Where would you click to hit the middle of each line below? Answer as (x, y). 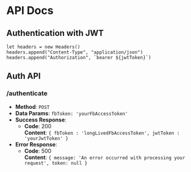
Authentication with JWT (55, 33)
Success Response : (41, 120)
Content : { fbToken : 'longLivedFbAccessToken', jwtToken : (102, 132)
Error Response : (36, 144)
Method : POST (32, 106)
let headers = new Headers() (43, 47)
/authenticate (27, 94)
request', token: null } (56, 163)
